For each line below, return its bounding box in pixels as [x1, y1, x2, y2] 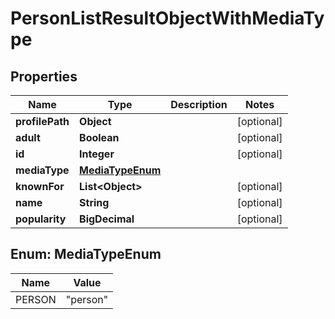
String [79, 196, 110, 209]
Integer [79, 147, 115, 161]
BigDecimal [79, 212, 135, 226]
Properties [10, 68, 78, 85]
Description [170, 98, 228, 111]
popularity [15, 212, 67, 226]
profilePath [15, 115, 70, 128]
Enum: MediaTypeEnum [10, 246, 162, 263]
